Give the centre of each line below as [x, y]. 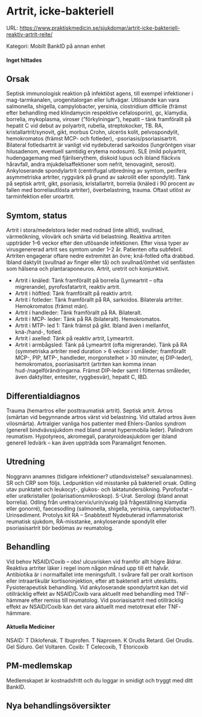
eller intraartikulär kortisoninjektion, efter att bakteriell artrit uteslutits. [92, 581]
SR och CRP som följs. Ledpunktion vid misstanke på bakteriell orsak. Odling [101, 483]
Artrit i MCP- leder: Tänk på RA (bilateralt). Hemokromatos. [88, 319]
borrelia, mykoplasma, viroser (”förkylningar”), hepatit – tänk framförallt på [99, 119]
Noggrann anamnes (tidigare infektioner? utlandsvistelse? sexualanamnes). [100, 476]
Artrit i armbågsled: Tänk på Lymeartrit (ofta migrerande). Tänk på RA [101, 345]
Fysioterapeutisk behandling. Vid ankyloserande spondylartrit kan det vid [97, 587]
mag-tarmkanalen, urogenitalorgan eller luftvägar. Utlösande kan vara [93, 100]
